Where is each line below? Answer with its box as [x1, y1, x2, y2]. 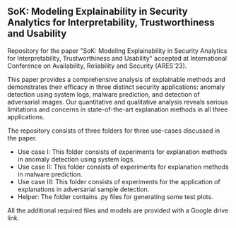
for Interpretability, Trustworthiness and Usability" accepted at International [7, 54, 228, 62]
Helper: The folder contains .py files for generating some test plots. [17, 192, 213, 200]
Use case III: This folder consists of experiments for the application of [17, 177, 220, 186]
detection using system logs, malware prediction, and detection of [7, 90, 200, 98]
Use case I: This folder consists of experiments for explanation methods [17, 148, 228, 156]
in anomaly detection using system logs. [17, 155, 136, 163]
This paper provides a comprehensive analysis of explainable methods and [7, 75, 226, 83]
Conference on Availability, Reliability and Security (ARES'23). [7, 61, 187, 70]
